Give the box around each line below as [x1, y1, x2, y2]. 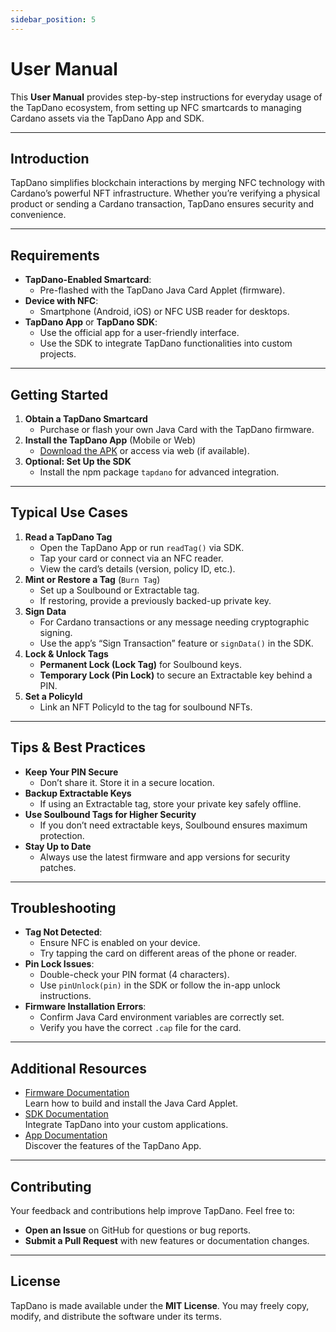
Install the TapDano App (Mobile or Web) [24, 434, 197, 446]
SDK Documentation [24, 1108, 109, 1120]
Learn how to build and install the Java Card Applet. [24, 1097, 239, 1110]
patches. [39, 861, 77, 873]
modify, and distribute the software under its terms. [10, 1310, 222, 1322]
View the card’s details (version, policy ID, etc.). [39, 562, 236, 575]
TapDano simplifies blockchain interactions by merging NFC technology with [10, 177, 326, 189]
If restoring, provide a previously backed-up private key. [39, 594, 272, 606]
